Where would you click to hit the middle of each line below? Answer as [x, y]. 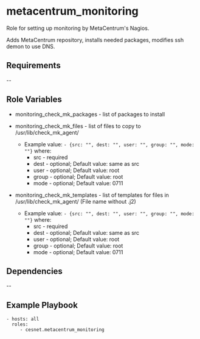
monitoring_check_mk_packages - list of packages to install [90, 114]
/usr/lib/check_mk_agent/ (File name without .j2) [76, 201]
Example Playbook [42, 305]
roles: [20, 324]
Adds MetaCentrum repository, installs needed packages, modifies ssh [95, 40]
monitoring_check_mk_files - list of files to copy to [78, 126]
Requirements [33, 66]
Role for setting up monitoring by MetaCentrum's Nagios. [78, 28]
